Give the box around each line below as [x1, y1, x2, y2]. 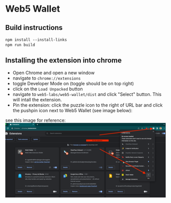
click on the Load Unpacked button [12, 86, 83, 92]
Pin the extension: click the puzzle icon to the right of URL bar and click [12, 102, 163, 108]
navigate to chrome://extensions [12, 75, 81, 81]
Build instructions [5, 23, 63, 32]
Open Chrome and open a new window [12, 70, 95, 76]
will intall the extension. [12, 96, 62, 103]
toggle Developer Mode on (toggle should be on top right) [12, 80, 134, 86]
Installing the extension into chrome [5, 56, 122, 65]
